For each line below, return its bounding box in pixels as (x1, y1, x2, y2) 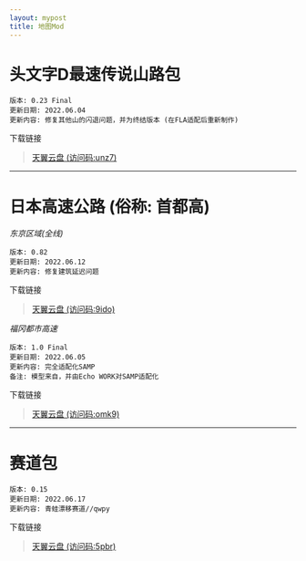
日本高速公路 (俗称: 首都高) (9, 196, 210, 217)
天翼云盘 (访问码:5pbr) (31, 541, 117, 552)
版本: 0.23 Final (9, 97, 73, 106)
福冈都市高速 (9, 323, 57, 334)
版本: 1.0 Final (9, 343, 68, 352)
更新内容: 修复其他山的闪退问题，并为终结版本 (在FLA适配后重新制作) (9, 116, 240, 125)
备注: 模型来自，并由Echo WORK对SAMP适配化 (9, 372, 159, 381)
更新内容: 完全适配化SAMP (9, 362, 96, 372)
